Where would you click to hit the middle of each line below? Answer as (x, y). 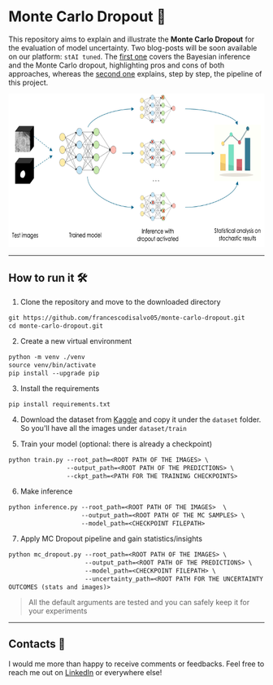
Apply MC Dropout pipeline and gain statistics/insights (111, 538)
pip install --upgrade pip (54, 373)
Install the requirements (60, 388)
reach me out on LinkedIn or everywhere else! (85, 672)
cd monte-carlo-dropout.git (56, 326)
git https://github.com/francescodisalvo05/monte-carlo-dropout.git (127, 318)
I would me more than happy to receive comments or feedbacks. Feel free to (136, 664)
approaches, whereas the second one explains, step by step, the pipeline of (135, 73)
